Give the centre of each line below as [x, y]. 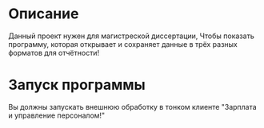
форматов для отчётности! [54, 52]
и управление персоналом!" [57, 115]
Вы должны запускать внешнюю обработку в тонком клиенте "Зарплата [133, 107]
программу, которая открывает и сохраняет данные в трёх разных [123, 44]
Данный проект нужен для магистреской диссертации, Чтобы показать [131, 36]
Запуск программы [77, 85]
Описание [44, 14]
